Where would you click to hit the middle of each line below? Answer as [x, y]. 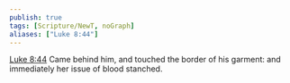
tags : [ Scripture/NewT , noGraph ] [72, 26]
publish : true [36, 17]
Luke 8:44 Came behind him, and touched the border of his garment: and [145, 60]
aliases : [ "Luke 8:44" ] [54, 34]
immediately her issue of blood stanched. [86, 69]
